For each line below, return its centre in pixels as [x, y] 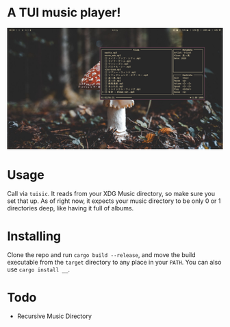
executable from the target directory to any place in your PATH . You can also [114, 263]
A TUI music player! [64, 13]
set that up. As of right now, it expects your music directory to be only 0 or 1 [114, 201]
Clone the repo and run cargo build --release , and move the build [102, 255]
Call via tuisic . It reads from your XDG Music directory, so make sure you [111, 194]
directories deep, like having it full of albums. [71, 208]
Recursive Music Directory [54, 316]
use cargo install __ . [39, 269]
